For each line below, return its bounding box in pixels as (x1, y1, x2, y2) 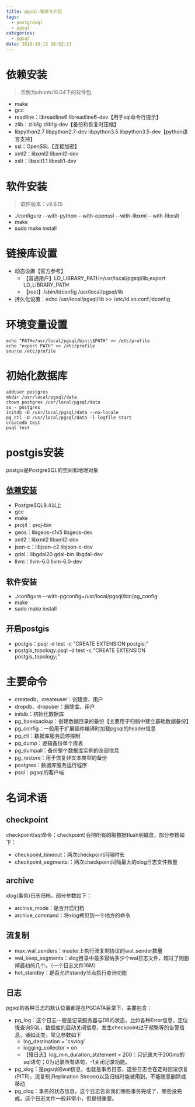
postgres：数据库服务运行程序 (14, 761, 88, 768)
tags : (6, 14, 19, 20)
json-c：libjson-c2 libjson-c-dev (14, 543, 93, 550)
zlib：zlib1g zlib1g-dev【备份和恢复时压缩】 (14, 120, 120, 127)
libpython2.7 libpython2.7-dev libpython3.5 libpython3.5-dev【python (14, 128, 183, 135)
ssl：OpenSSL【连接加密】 (14, 143, 80, 150)
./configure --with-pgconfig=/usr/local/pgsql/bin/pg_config (14, 593, 158, 600)
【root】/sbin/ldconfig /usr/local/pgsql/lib (23, 288, 124, 295)
